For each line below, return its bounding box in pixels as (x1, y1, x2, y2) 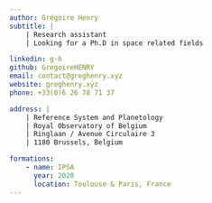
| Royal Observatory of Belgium (25, 121, 147, 131)
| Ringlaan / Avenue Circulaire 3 (25, 130, 155, 139)
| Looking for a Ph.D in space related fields (25, 38, 204, 48)
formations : (9, 154, 54, 163)
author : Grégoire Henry (9, 13, 99, 23)
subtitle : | (9, 22, 54, 31)
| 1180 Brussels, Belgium (25, 138, 124, 147)
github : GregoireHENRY (9, 63, 95, 72)
